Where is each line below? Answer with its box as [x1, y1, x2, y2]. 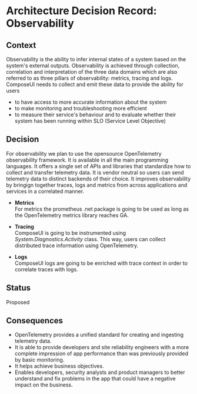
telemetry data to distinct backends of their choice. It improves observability [6, 175, 191, 182]
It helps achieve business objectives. [14, 363, 104, 370]
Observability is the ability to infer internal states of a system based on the [6, 56, 186, 63]
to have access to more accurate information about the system [14, 98, 167, 106]
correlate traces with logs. [14, 265, 78, 272]
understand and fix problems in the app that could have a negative [14, 375, 176, 382]
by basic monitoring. [14, 356, 65, 363]
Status [6, 283, 31, 293]
